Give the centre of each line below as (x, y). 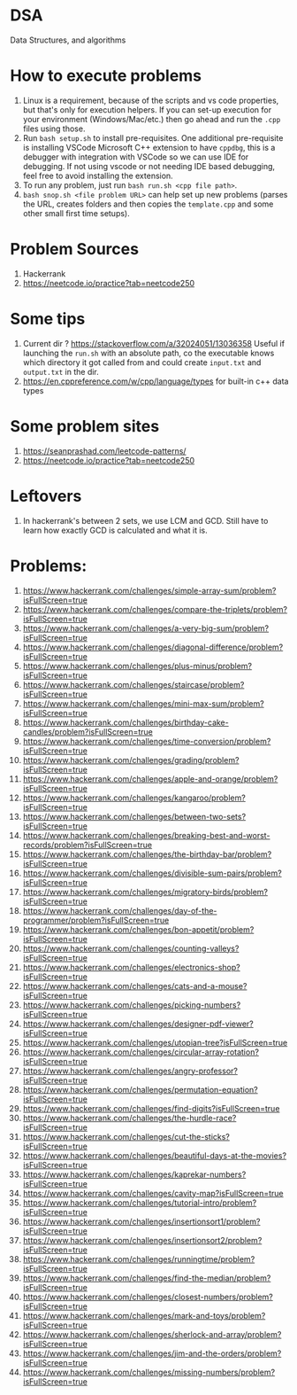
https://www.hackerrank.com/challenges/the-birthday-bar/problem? (147, 854)
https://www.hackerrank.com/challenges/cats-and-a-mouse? (135, 986)
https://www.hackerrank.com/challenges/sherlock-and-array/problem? (152, 1334)
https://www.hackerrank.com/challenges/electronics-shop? (132, 967)
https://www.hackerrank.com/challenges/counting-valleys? (131, 948)
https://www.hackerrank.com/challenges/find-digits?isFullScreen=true (151, 1108)
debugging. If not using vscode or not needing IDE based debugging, (149, 166)
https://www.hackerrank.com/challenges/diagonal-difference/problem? (153, 647)
